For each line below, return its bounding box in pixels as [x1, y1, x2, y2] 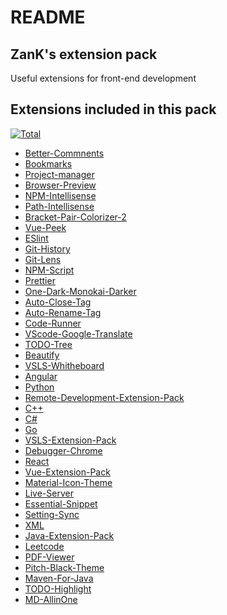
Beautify [24, 349, 60, 361]
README [10, 6, 86, 29]
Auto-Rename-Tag [24, 306, 102, 318]
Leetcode [24, 540, 65, 552]
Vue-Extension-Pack [24, 466, 111, 478]
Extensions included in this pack [10, 101, 217, 118]
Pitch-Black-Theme [24, 561, 105, 573]
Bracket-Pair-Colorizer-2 [24, 211, 127, 223]
